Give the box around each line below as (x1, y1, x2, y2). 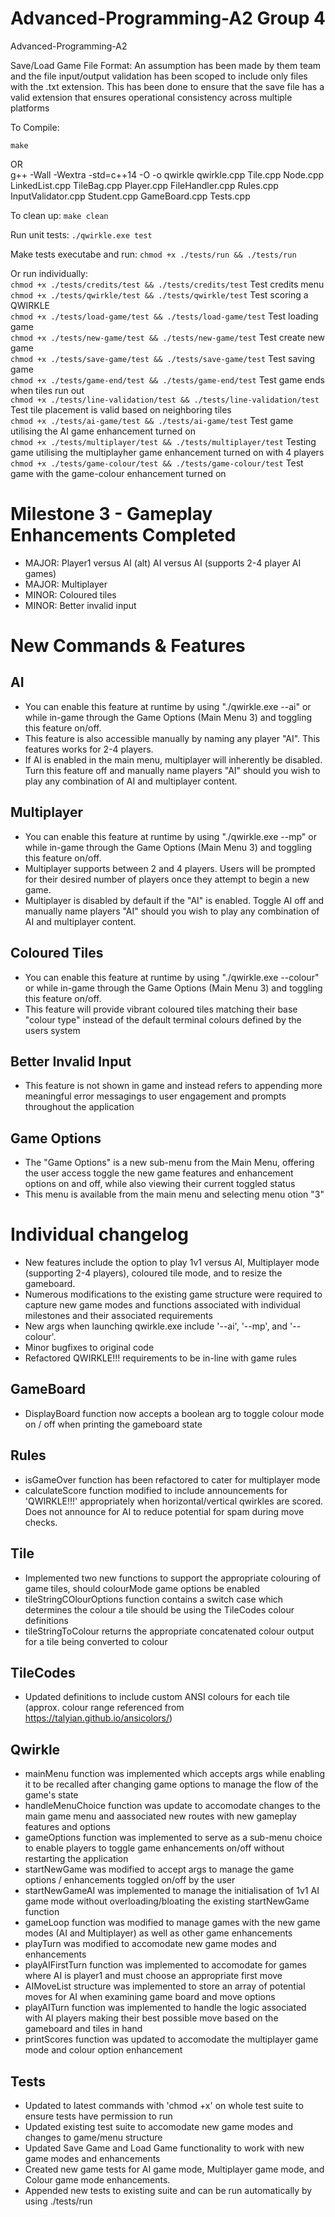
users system (24, 1024, 81, 1036)
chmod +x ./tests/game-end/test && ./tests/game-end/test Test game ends (10, 373, 325, 386)
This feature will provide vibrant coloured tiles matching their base (24, 1003, 298, 1015)
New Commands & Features (10, 635, 246, 657)
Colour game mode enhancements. (24, 2173, 171, 2186)
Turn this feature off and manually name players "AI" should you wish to (24, 764, 321, 776)
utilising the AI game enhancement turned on (10, 425, 196, 437)
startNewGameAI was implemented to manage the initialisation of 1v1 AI (24, 1885, 320, 1897)
